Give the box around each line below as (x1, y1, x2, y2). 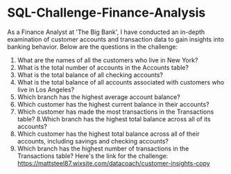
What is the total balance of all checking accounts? (17, 71, 163, 79)
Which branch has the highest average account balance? (17, 92, 180, 101)
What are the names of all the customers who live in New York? (17, 55, 198, 64)
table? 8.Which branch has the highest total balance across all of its (17, 114, 211, 123)
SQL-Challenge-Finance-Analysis (7, 5, 206, 21)
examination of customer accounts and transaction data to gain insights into (7, 35, 224, 43)
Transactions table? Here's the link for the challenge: (17, 151, 169, 160)
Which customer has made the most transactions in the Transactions (17, 107, 214, 116)
